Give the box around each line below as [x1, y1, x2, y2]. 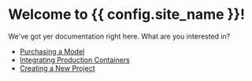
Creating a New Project [19, 63, 96, 72]
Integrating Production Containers [19, 55, 130, 64]
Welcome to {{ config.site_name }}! [8, 6, 246, 24]
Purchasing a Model [19, 46, 85, 56]
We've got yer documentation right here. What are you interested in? [8, 31, 231, 41]
